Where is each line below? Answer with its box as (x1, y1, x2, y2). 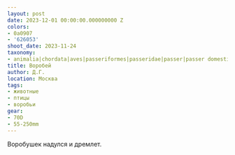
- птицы (7, 95, 30, 102)
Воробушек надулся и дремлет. (7, 140, 102, 148)
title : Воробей (7, 62, 52, 69)
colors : (7, 23, 30, 30)
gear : (7, 108, 23, 115)
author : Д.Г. (7, 68, 45, 75)
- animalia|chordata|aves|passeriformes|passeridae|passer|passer (7, 56, 205, 63)
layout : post (7, 10, 45, 17)
